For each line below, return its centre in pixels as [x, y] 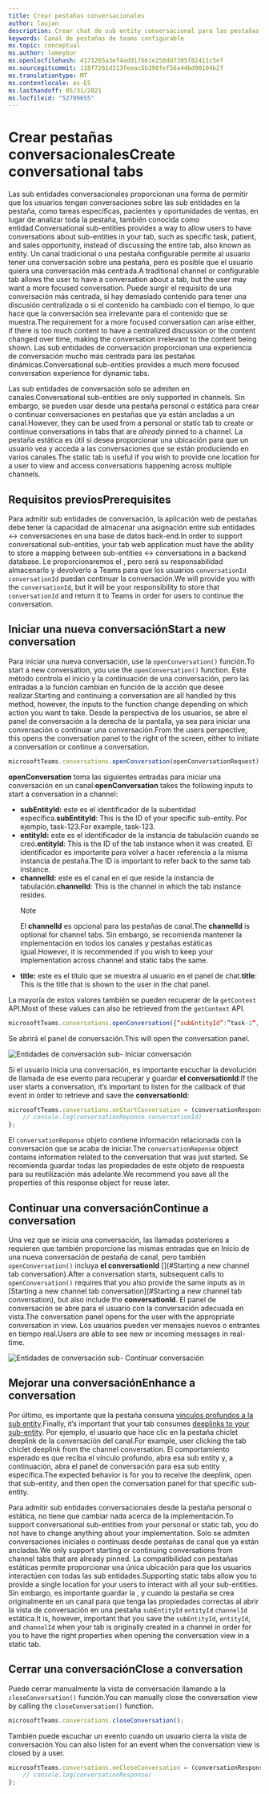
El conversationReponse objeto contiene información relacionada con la [125, 1140]
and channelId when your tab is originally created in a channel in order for [130, 1627]
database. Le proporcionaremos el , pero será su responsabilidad [116, 562]
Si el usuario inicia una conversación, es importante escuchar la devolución [132, 1069]
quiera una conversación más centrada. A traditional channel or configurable [134, 271]
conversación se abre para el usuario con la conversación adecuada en [126, 1308]
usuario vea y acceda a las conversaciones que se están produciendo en [129, 449]
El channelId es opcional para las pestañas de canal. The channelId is [135, 926]
